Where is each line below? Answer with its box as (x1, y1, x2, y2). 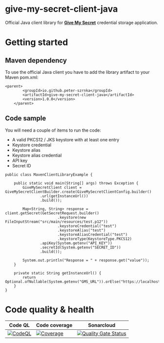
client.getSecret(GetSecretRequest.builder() (5, 210, 99, 216)
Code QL (9, 321, 30, 328)
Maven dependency (5, 56, 67, 65)
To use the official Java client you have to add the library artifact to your (5, 69, 150, 75)
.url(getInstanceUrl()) (40, 193, 89, 199)
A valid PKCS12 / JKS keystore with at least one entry (12, 137, 120, 142)
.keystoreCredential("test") (57, 224, 117, 229)
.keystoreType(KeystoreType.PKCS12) (57, 236, 132, 241)
